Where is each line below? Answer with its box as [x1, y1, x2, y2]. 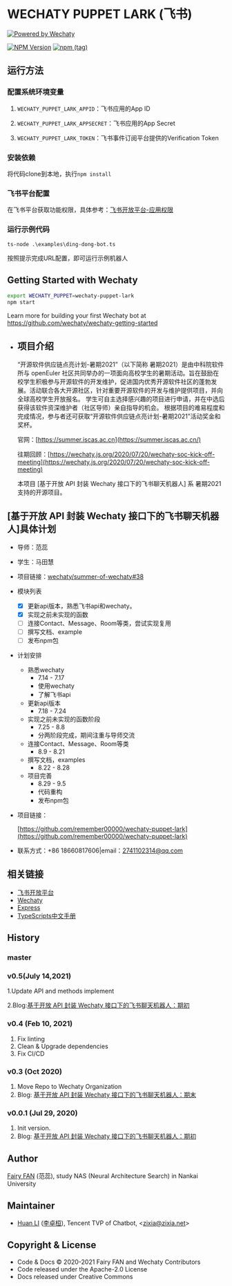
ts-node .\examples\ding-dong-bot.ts [7, 241, 116, 248]
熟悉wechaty [27, 666, 64, 674]
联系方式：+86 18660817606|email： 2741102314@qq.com [17, 846, 183, 855]
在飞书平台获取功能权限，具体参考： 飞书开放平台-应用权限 [7, 205, 174, 214]
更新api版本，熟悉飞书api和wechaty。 [27, 602, 136, 610]
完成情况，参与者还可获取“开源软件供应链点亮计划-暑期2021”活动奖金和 [17, 412, 221, 420]
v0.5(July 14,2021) [7, 971, 72, 981]
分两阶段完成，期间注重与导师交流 [37, 731, 135, 740]
